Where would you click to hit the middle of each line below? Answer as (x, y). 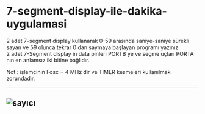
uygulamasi (37, 24)
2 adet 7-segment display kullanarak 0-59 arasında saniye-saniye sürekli (98, 41)
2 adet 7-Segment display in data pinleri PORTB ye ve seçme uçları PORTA (100, 53)
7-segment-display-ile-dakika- (87, 11)
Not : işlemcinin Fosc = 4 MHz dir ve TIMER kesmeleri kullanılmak (88, 72)
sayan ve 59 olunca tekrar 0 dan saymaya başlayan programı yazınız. (93, 47)
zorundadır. (21, 78)
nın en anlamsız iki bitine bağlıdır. (48, 60)
